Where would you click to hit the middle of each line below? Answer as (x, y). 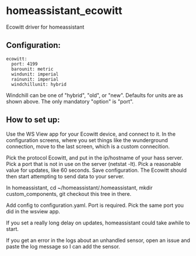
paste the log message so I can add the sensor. (63, 246)
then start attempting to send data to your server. (65, 176)
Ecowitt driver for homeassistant (45, 27)
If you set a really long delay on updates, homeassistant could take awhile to (98, 223)
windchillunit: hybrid (39, 84)
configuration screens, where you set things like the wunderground (87, 140)
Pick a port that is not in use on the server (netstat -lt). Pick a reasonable (94, 164)
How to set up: (33, 120)
